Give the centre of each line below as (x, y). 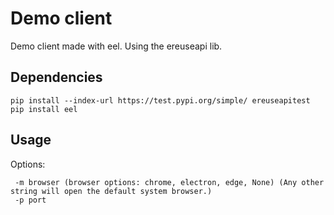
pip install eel (44, 109)
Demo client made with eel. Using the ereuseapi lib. (116, 46)
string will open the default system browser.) (111, 191)
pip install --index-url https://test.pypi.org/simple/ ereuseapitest (160, 100)
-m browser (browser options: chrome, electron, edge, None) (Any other (169, 182)
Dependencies (56, 77)
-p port (30, 200)
